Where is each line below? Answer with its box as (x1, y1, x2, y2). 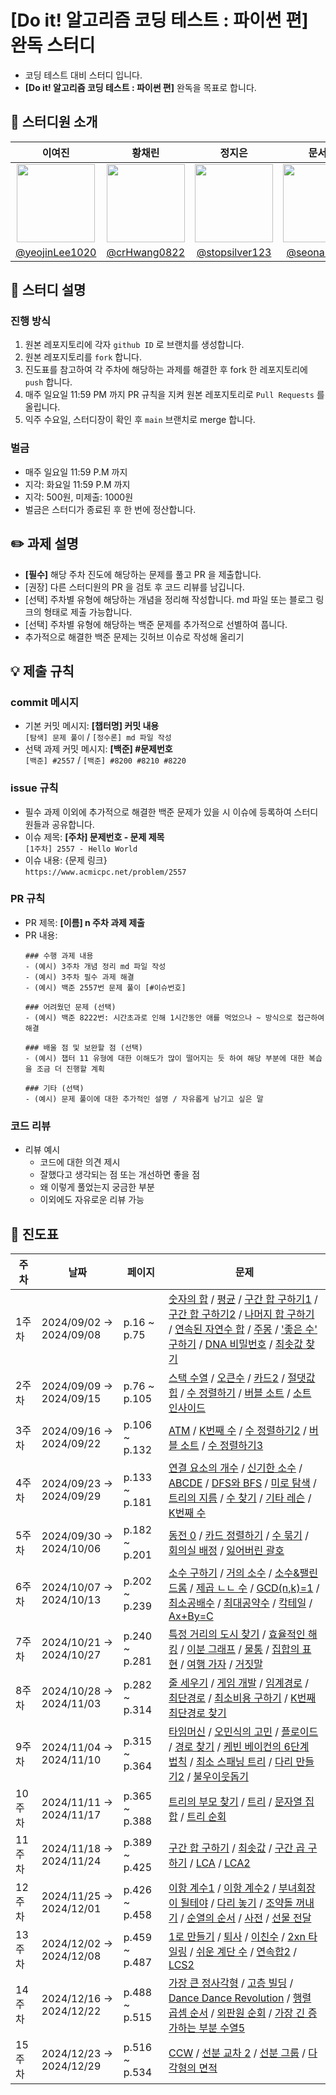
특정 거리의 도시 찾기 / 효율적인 (168, 1627, 306, 1641)
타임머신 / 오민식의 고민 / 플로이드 (168, 1724, 319, 1738)
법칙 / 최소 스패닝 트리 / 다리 (168, 1754, 294, 1768)
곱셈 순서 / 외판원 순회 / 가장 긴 (168, 2006, 306, 2020)
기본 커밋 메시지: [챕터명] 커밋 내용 (24, 720, 160, 732)
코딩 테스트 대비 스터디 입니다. (24, 69, 143, 81)
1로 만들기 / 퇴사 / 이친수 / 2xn (168, 1929, 306, 1943)
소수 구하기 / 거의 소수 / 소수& (168, 1566, 300, 1580)
